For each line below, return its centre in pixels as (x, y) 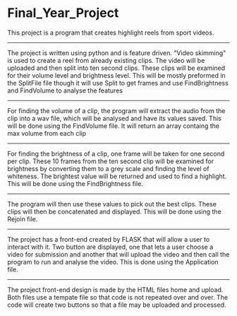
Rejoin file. (23, 219)
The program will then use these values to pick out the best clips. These (112, 204)
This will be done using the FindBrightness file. (75, 183)
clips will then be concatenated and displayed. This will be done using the (115, 211)
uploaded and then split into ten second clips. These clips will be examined (116, 68)
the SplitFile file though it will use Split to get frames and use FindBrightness (118, 83)
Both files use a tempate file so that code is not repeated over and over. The (117, 297)
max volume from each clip (47, 133)
